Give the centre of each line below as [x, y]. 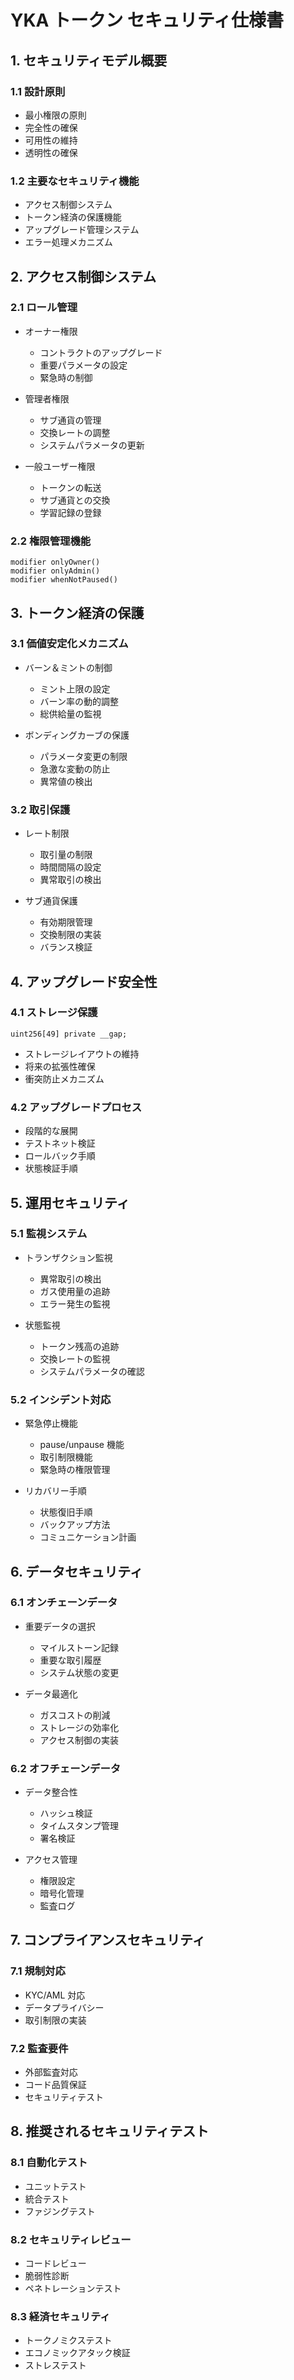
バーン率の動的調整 [79, 701]
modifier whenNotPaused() [64, 580]
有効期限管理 [66, 922]
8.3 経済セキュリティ [60, 2316]
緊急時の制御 [66, 377]
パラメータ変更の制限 [83, 756]
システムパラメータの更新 [92, 445]
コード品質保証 [55, 2085]
